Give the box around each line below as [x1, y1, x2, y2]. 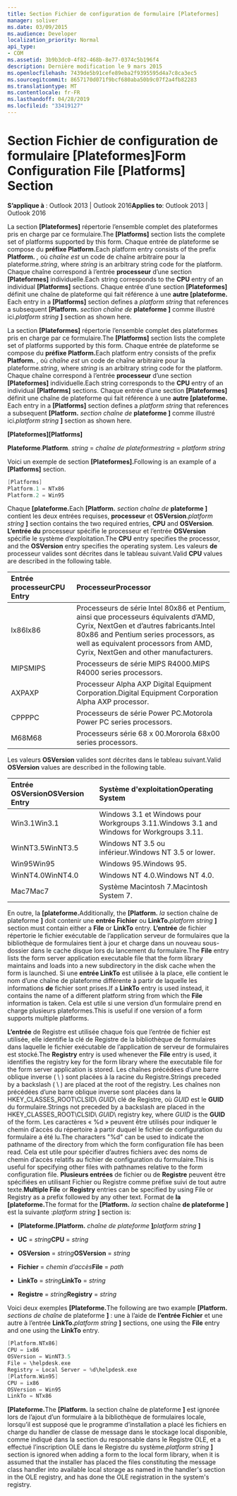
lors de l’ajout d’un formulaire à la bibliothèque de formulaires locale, [7, 1413, 206, 1421]
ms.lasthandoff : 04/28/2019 [7, 96, 90, 103]
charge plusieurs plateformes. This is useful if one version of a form [7, 1006, 202, 1015]
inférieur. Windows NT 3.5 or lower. [99, 847, 216, 857]
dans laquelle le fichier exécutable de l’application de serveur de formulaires [7, 1043, 229, 1052]
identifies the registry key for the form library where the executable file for [7, 1058, 223, 1066]
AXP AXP [11, 688, 39, 698]
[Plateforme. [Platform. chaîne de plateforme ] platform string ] [17, 1222, 201, 1230]
